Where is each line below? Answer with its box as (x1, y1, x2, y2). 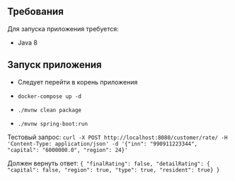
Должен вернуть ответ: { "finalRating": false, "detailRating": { (7, 159, 210, 168)
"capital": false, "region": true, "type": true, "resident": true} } (7, 166, 220, 173)
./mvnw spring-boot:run (17, 120, 88, 127)
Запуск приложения (7, 59, 102, 71)
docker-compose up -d (17, 92, 81, 100)
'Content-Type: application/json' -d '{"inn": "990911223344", (7, 140, 198, 148)
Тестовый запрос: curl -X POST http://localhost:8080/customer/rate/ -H (7, 133, 228, 141)
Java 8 (17, 38, 38, 47)
